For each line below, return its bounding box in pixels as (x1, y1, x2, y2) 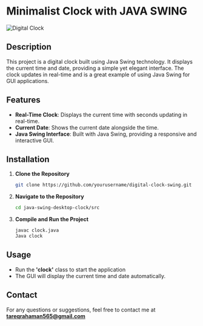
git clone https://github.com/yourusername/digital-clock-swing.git (15, 182, 192, 188)
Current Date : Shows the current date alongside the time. (15, 124, 159, 131)
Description (6, 42, 52, 52)
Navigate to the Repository (15, 193, 84, 201)
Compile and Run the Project (15, 216, 89, 223)
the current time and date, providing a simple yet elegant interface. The (6, 64, 184, 72)
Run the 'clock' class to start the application (15, 265, 126, 273)
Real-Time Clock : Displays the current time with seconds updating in (15, 111, 188, 118)
